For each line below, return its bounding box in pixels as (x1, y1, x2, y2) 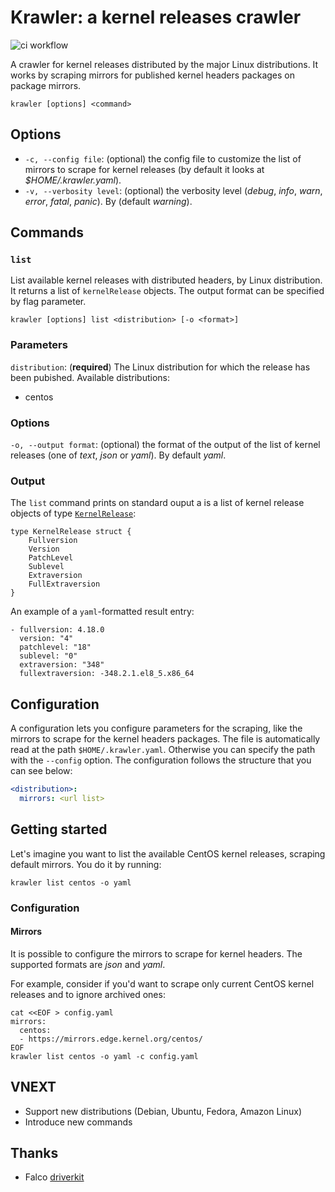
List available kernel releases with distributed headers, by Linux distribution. (10, 274, 323, 286)
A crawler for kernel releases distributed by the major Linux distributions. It (10, 58, 319, 70)
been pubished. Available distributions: (10, 371, 171, 383)
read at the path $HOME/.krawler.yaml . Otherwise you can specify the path (10, 744, 316, 756)
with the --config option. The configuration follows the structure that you (10, 754, 312, 766)
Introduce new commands (24, 1116, 133, 1128)
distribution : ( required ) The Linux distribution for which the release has (10, 361, 311, 373)
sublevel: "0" (19, 651, 78, 661)
